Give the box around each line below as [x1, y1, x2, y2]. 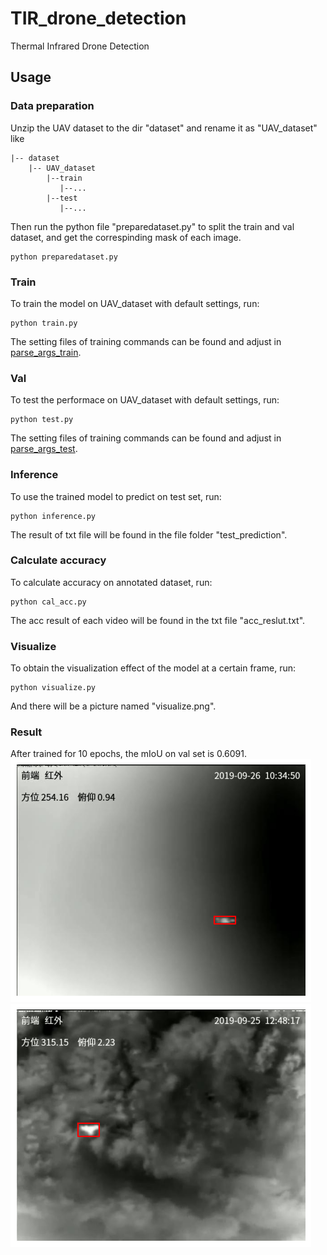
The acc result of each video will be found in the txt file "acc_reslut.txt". [10, 614, 306, 626]
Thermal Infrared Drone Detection [10, 40, 150, 52]
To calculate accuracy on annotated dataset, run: [10, 576, 213, 588]
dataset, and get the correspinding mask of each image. [10, 231, 242, 243]
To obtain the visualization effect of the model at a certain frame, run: [10, 662, 296, 674]
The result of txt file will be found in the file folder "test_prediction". [10, 528, 288, 541]
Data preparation [10, 99, 95, 113]
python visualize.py [10, 683, 97, 693]
